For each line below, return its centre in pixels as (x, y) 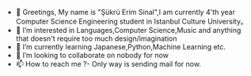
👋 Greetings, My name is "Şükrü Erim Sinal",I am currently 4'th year (125, 12)
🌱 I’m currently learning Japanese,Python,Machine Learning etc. (121, 47)
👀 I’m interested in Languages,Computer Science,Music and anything (128, 30)
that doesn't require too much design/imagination (96, 38)
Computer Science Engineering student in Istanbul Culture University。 (131, 21)
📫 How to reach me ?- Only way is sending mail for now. (108, 64)
